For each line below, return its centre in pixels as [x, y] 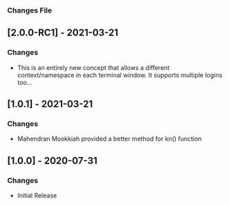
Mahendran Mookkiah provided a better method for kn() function [109, 139]
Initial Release [37, 195]
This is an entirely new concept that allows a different [93, 67]
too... [25, 82]
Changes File [30, 10]
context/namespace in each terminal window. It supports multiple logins [120, 75]
